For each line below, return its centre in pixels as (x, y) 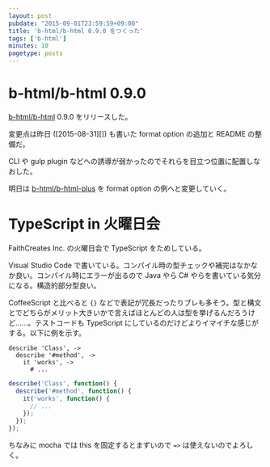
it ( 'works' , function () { (67, 398)
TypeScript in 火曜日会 (84, 224)
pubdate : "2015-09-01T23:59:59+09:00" (74, 23)
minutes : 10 (28, 46)
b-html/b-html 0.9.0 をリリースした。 (70, 116)
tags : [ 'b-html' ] (38, 38)
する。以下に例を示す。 (47, 333)
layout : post (30, 16)
